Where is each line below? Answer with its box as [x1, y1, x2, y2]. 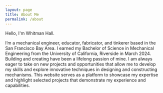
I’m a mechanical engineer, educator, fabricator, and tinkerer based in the [5, 40, 156, 46]
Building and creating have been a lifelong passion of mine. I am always [5, 56, 152, 62]
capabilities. [5, 82, 30, 88]
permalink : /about [5, 16, 43, 21]
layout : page [5, 7, 32, 12]
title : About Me [5, 12, 39, 17]
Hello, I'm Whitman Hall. [5, 30, 55, 36]
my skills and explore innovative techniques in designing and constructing [5, 66, 157, 72]
